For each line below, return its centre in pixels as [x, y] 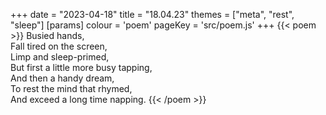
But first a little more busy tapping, [81, 67]
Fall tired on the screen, [59, 46]
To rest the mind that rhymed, [71, 88]
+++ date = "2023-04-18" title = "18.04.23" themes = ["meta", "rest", [152, 14]
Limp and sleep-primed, [60, 57]
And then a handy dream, [62, 78]
